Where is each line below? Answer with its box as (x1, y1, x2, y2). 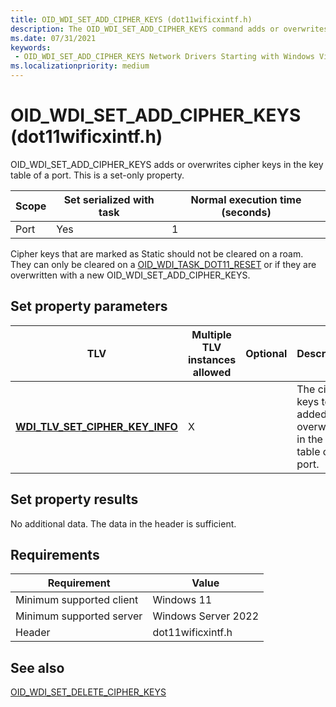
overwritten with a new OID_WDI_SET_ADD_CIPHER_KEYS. (10, 269, 251, 281)
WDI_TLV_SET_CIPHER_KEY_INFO (15, 419, 178, 433)
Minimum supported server (15, 609, 143, 623)
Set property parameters (10, 298, 168, 315)
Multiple (191, 327, 232, 341)
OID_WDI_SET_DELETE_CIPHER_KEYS (10, 686, 167, 698)
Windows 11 (152, 593, 213, 607)
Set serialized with (63, 192, 155, 206)
